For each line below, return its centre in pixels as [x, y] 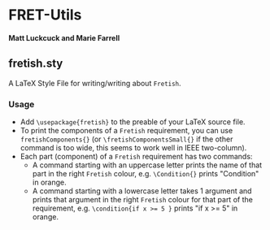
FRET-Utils [45, 15]
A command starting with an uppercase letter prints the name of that [147, 165]
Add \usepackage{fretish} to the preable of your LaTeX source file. [133, 122]
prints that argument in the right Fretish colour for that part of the [143, 199]
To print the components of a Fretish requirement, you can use [126, 130]
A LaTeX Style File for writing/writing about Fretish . [95, 83]
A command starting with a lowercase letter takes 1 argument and [142, 191]
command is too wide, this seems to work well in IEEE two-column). [133, 147]
